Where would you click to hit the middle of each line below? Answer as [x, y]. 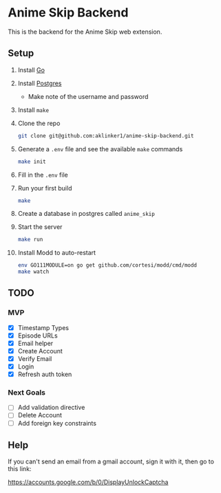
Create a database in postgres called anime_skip [86, 214]
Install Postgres [40, 83]
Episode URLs [38, 336]
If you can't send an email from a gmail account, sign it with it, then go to [111, 461]
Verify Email [35, 358]
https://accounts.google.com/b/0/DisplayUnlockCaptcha [88, 482]
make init [32, 162]
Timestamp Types [43, 327]
